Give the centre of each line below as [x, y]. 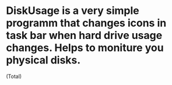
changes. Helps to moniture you [85, 48]
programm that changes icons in [86, 23]
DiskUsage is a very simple [73, 11]
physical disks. [43, 60]
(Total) [14, 76]
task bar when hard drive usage [84, 36]
